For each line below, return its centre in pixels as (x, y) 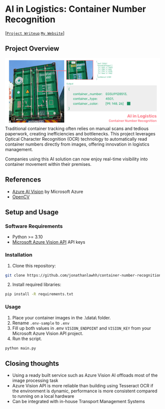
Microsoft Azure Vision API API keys (49, 242)
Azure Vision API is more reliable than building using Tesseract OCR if (83, 386)
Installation (19, 255)
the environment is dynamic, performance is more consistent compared (85, 391)
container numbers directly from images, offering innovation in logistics (77, 144)
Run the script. (27, 339)
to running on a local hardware (43, 396)
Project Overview (32, 48)
